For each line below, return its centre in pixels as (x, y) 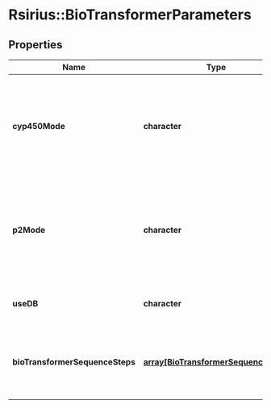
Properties (35, 45)
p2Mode (29, 230)
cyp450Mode (39, 126)
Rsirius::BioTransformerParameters (130, 15)
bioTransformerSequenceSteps (74, 362)
